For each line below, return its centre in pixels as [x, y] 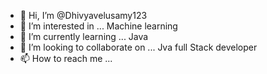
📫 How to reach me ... [66, 58]
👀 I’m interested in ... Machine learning [98, 26]
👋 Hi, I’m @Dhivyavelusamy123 [83, 15]
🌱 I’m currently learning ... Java [84, 36]
